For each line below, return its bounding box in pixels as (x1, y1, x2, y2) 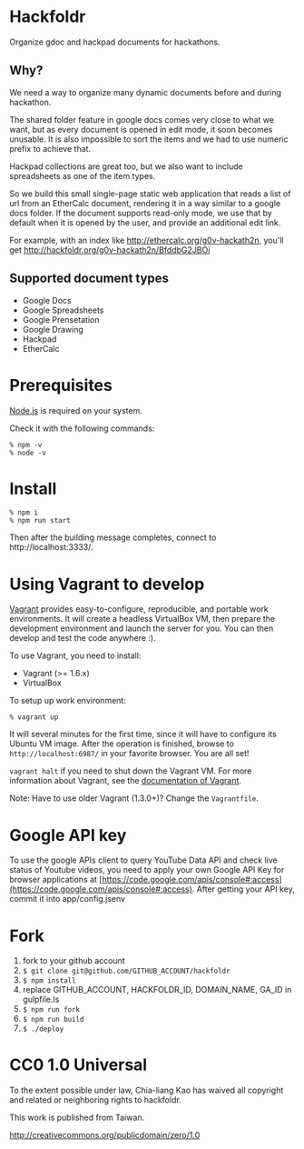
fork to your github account (22, 955, 125, 966)
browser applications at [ (9, 874, 103, 885)
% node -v (9, 448, 47, 457)
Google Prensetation (22, 314, 100, 325)
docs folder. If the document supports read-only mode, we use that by (9, 207, 272, 218)
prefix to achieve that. (9, 143, 92, 154)
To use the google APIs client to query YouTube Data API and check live (9, 854, 279, 865)
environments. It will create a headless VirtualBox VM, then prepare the (9, 614, 276, 624)
